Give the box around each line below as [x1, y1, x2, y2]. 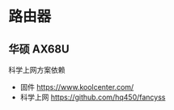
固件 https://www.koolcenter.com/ [19, 82, 134, 91]
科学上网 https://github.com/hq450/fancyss [19, 92, 166, 102]
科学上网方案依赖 [8, 66, 66, 74]
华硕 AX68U [8, 42, 70, 56]
